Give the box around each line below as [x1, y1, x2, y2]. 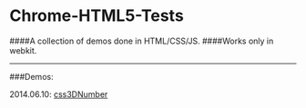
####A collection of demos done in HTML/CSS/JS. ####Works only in [9, 35, 274, 46]
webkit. [9, 44, 37, 55]
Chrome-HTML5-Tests [9, 5, 184, 26]
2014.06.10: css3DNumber [9, 88, 108, 100]
